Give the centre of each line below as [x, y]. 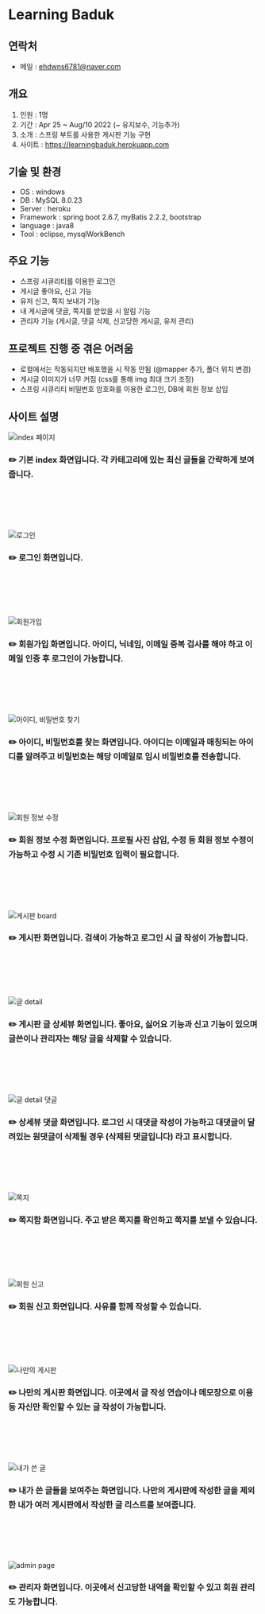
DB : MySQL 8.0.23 [51, 200]
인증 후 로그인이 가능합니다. [74, 658]
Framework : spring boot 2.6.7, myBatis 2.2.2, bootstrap [110, 217]
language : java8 [47, 225]
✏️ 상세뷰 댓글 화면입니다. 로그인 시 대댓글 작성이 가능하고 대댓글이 [127, 1123]
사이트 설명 [34, 416]
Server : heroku [45, 208]
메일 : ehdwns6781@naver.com [70, 66]
